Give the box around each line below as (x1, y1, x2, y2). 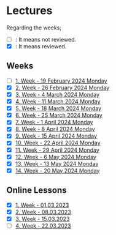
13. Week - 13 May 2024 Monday (15, 160, 99, 167)
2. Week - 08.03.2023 (15, 208, 72, 215)
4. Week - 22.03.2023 (15, 222, 72, 229)
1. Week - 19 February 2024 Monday (15, 77, 107, 84)
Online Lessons (6, 185, 67, 196)
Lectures (6, 4, 53, 18)
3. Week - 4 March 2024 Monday (15, 91, 100, 98)
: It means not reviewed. (15, 35, 77, 43)
